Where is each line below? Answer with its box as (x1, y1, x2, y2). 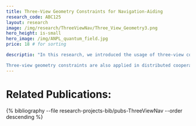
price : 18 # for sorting (6, 42, 66, 47)
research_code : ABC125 (6, 14, 61, 20)
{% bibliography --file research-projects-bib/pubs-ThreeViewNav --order (6, 107, 183, 114)
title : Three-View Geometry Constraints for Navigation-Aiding (6, 8, 163, 15)
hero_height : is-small (6, 30, 61, 36)
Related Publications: (6, 87, 112, 101)
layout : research (6, 19, 48, 25)
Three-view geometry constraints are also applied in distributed (6, 62, 171, 68)
